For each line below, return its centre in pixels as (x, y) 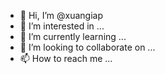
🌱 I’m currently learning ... (73, 36)
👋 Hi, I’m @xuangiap (61, 15)
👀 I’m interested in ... (62, 26)
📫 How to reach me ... (66, 58)
